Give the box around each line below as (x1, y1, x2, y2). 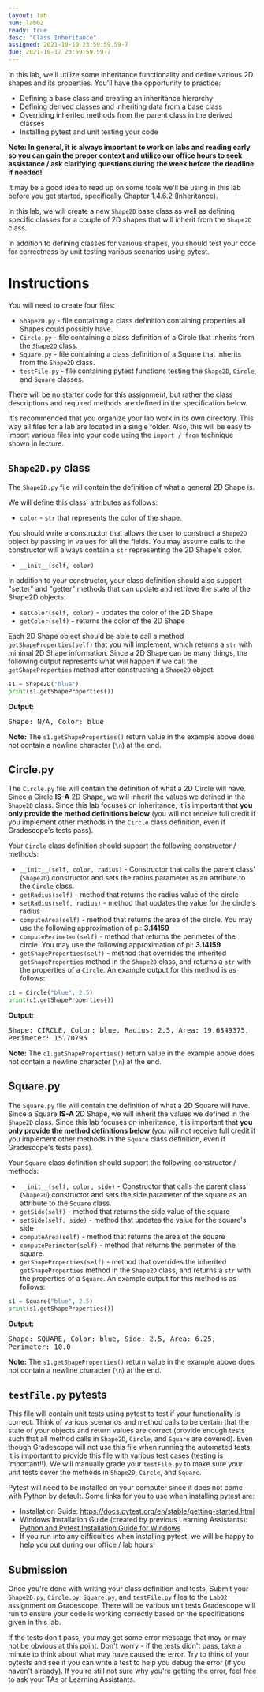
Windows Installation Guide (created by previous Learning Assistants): (19, 1515, 248, 1525)
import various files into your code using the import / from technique (8, 430, 234, 439)
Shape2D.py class (8, 461, 91, 475)
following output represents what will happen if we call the (8, 656, 198, 666)
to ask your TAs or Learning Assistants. (8, 1675, 136, 1684)
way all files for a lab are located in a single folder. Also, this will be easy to (8, 421, 251, 431)
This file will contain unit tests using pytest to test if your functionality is (8, 1409, 241, 1418)
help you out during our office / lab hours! (19, 1540, 155, 1550)
